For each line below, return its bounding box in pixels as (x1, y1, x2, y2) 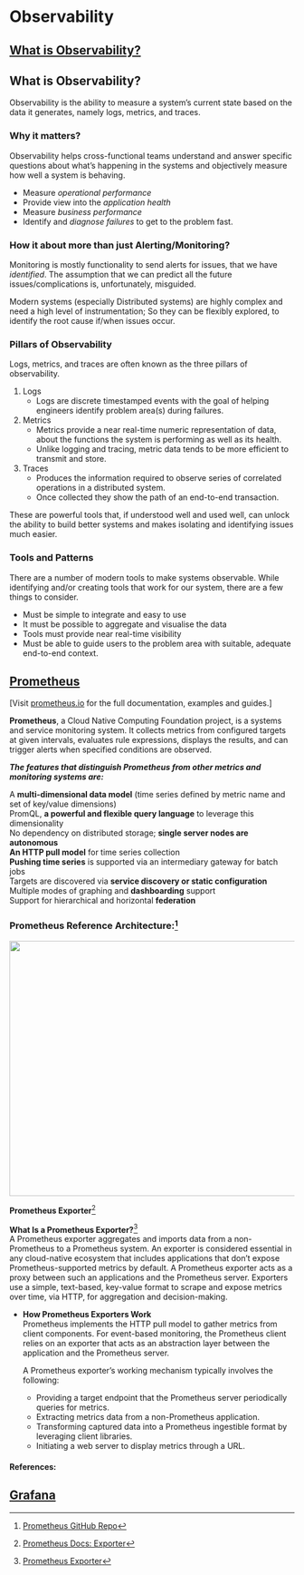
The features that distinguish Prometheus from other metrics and (9, 762, 261, 773)
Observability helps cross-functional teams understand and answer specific (9, 150, 292, 161)
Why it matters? (9, 130, 81, 142)
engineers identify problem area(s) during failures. (35, 406, 224, 416)
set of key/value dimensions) (9, 798, 117, 809)
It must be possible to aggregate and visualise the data (22, 619, 228, 630)
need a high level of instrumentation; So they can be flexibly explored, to (9, 306, 280, 317)
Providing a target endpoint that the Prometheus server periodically (35, 1393, 288, 1404)
